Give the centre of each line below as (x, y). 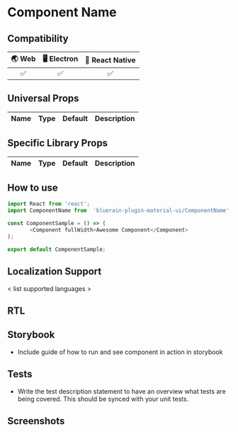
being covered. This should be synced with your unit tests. (103, 399)
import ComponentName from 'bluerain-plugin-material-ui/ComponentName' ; (120, 211)
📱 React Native (110, 59)
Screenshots (36, 421)
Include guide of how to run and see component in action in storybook (120, 352)
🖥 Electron (60, 59)
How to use (33, 188)
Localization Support (55, 272)
